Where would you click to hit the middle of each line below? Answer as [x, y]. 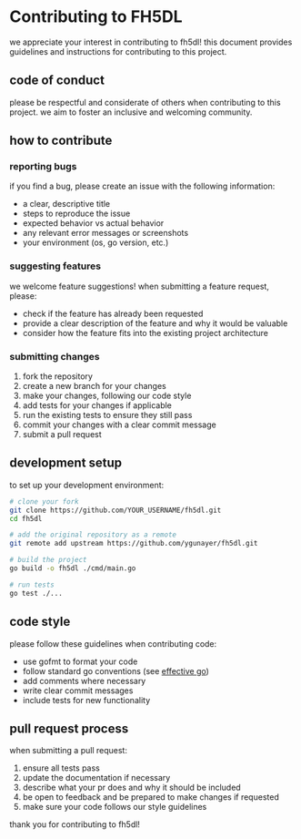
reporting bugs [43, 167]
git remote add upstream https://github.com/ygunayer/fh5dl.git [134, 544]
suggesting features [55, 266]
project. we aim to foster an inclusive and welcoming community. [131, 112]
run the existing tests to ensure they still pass [107, 415]
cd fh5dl [26, 518]
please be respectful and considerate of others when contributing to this [145, 102]
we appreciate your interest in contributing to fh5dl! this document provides [151, 42]
